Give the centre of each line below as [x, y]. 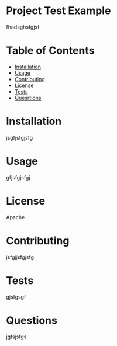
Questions [32, 320]
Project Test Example [58, 11]
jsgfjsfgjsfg [20, 137]
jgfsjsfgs [16, 337]
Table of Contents [50, 51]
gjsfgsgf [16, 297]
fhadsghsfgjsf [23, 27]
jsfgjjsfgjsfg [20, 257]
